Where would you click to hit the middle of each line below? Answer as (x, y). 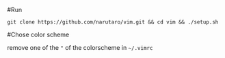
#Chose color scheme (38, 34)
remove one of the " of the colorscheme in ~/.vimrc (80, 48)
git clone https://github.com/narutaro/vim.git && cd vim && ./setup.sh (113, 22)
